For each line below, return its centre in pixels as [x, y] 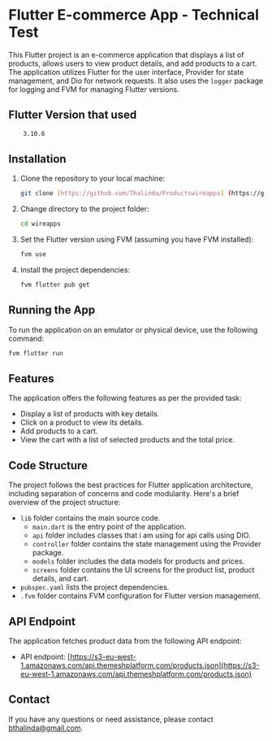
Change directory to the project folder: [84, 209]
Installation [37, 159]
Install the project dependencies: [75, 270]
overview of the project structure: [65, 503]
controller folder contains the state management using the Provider [147, 544]
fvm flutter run [36, 353]
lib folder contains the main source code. [90, 518]
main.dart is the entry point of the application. [109, 527]
